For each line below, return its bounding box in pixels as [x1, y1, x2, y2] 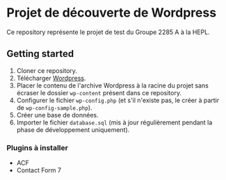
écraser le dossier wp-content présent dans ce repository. [16, 88, 182, 97]
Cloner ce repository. [16, 66, 78, 74]
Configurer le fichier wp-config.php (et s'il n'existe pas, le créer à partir [16, 96, 220, 104]
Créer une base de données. [16, 111, 99, 119]
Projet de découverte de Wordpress [6, 5, 217, 21]
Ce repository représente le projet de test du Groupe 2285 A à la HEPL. [6, 28, 210, 36]
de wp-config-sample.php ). [16, 103, 92, 112]
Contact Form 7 [16, 166, 62, 174]
